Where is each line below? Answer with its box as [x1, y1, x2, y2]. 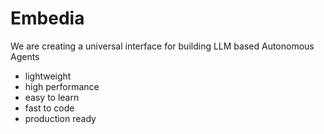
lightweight [24, 70, 72, 82]
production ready [24, 112, 97, 124]
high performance [24, 80, 100, 92]
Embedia [10, 7, 85, 30]
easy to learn [24, 91, 80, 103]
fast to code [24, 102, 75, 114]
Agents [10, 50, 40, 62]
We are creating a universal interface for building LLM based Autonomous [10, 40, 315, 52]
